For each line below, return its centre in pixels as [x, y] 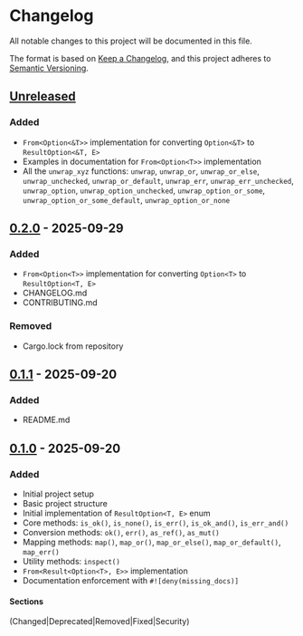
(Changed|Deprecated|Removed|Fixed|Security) [99, 622]
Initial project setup [58, 494]
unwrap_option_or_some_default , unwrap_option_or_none [126, 199]
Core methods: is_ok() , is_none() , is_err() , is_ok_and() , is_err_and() [156, 523]
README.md [46, 420]
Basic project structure [65, 503]
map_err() [41, 552]
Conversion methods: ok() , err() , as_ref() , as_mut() [121, 532]
